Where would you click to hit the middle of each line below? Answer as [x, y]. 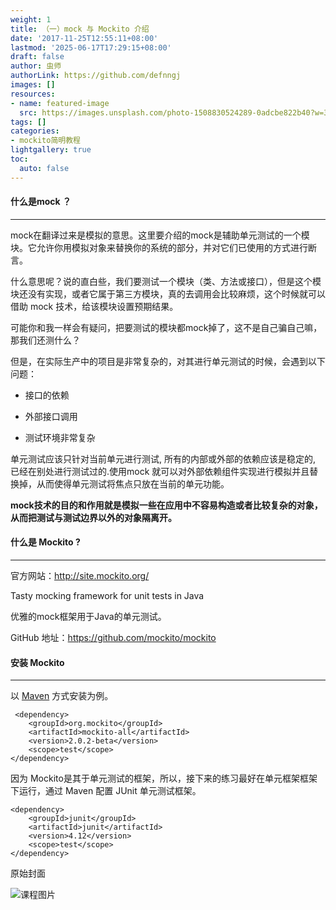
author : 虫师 [36, 66]
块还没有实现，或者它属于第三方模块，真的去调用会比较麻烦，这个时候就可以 [168, 293]
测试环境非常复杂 [60, 437]
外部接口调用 [51, 416]
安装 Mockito [37, 662]
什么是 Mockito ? [45, 542]
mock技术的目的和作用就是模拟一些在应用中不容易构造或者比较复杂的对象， [166, 505]
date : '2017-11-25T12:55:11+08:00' [84, 38]
